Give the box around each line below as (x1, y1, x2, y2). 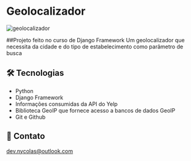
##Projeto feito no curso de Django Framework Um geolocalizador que (6, 36, 185, 43)
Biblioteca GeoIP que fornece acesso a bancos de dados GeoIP (15, 107, 176, 114)
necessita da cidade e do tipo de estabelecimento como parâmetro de (6, 43, 184, 50)
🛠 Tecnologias (6, 68, 64, 78)
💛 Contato (6, 131, 45, 141)
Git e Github (15, 113, 46, 121)
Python (15, 87, 34, 94)
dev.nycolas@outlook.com (6, 147, 73, 154)
